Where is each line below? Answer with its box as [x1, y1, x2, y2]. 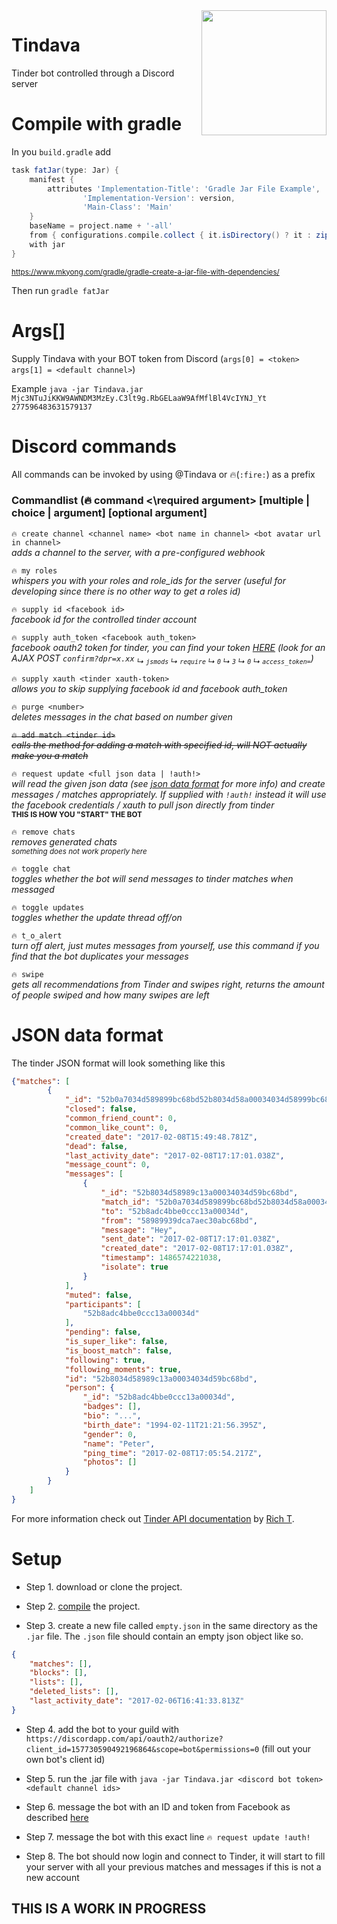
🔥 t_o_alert [11, 930, 63, 941]
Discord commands [11, 435, 177, 458]
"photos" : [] [82, 1457, 138, 1468]
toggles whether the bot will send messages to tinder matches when [11, 872, 294, 884]
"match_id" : [100, 1197, 151, 1207]
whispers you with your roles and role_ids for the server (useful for [11, 574, 287, 586]
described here [25, 1811, 89, 1823]
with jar [29, 239, 66, 249]
